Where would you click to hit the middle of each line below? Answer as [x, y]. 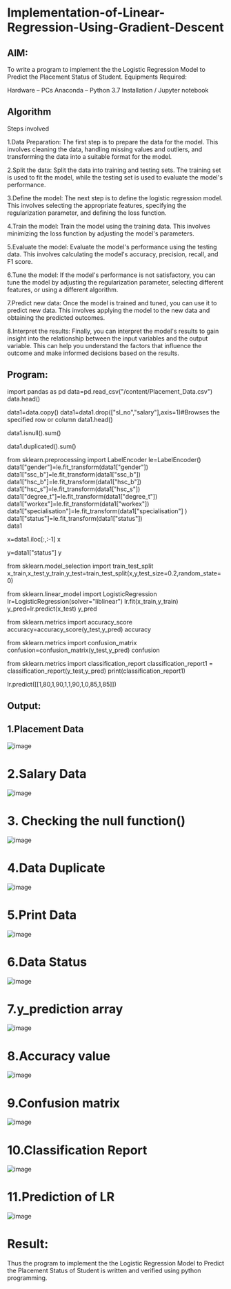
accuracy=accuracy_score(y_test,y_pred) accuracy [79, 629]
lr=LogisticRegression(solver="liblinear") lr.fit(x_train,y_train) [93, 601]
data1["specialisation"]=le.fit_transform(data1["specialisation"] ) [97, 511]
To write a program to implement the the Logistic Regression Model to [106, 69]
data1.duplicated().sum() [42, 446]
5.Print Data [42, 915]
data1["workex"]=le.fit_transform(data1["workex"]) [78, 504]
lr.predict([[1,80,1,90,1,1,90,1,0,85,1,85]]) [62, 684]
